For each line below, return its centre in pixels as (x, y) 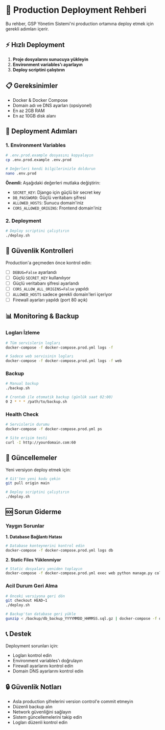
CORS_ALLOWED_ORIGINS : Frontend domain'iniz (57, 208)
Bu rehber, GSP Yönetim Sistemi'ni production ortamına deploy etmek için (80, 24)
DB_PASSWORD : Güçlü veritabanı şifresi (49, 197)
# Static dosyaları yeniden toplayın (44, 569)
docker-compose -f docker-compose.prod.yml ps (54, 429)
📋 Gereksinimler (32, 86)
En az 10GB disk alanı (34, 116)
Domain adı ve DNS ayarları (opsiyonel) (52, 105)
